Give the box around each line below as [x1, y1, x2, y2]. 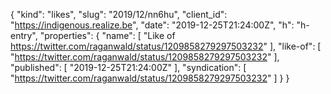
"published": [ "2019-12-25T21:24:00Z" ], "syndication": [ [10, 62, 247, 73]
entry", [10, 30, 38, 41]
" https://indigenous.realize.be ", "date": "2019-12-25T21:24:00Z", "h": [10, 19, 295, 31]
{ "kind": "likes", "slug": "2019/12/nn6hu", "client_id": [10, 9, 228, 20]
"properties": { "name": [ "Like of [39, 30, 176, 41]
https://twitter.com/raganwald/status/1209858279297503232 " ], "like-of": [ [10, 40, 322, 52]
